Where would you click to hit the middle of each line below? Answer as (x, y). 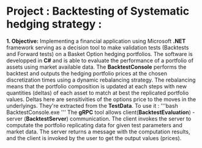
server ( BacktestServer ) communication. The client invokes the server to (99, 118)
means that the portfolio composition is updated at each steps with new (97, 86)
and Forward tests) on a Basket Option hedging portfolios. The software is (99, 54)
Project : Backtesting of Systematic (98, 11)
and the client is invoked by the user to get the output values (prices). (94, 138)
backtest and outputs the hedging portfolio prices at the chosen (87, 73)
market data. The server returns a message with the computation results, (99, 132)
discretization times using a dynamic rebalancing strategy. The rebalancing (101, 80)
